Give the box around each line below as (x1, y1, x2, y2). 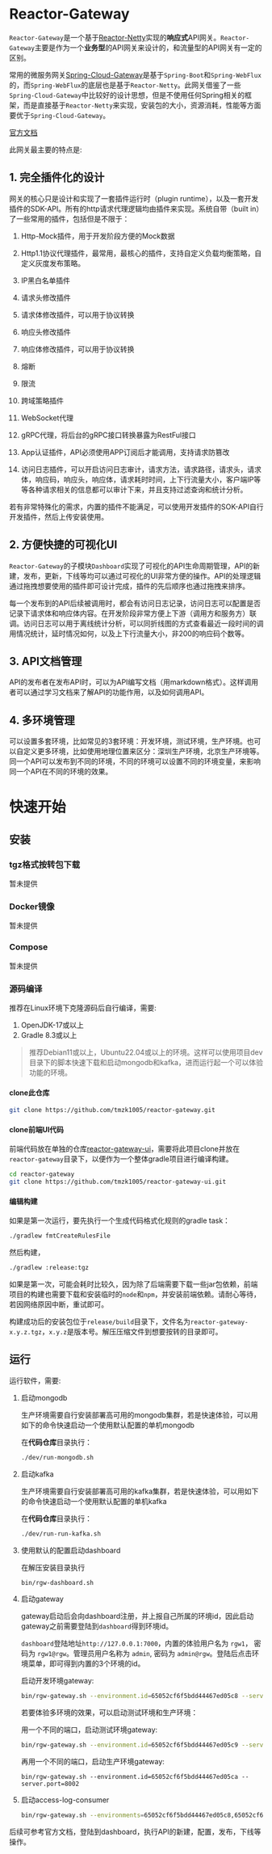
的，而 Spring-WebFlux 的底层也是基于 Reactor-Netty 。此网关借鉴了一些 (9, 80, 241, 90)
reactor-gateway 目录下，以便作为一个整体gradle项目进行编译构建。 (9, 1154, 233, 1164)
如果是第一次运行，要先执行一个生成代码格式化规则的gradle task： (9, 1216, 231, 1225)
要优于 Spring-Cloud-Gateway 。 (9, 110, 111, 120)
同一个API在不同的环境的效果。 (9, 767, 113, 777)
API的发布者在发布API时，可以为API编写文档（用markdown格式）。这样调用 (9, 677, 259, 687)
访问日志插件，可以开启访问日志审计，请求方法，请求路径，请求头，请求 (20, 464, 262, 474)
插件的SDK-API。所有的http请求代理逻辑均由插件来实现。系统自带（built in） (9, 204, 264, 213)
